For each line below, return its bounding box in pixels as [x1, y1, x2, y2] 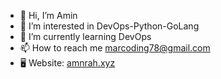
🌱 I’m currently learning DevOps [19, 31, 152, 42]
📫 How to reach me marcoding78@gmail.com [19, 42, 211, 54]
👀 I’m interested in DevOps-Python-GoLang [19, 20, 200, 32]
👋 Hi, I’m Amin [19, 10, 78, 21]
